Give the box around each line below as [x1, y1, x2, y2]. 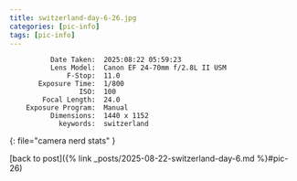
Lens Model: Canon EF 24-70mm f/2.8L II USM [49, 63, 227, 73]
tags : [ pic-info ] [9, 30, 76, 39]
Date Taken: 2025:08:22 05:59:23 [49, 56, 182, 65]
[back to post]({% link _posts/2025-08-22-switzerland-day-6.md [9, 153, 255, 165]
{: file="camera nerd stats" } [9, 135, 116, 146]
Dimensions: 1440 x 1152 [49, 112, 149, 121]
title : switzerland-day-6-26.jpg [9, 13, 137, 23]
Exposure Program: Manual [26, 103, 129, 112]
